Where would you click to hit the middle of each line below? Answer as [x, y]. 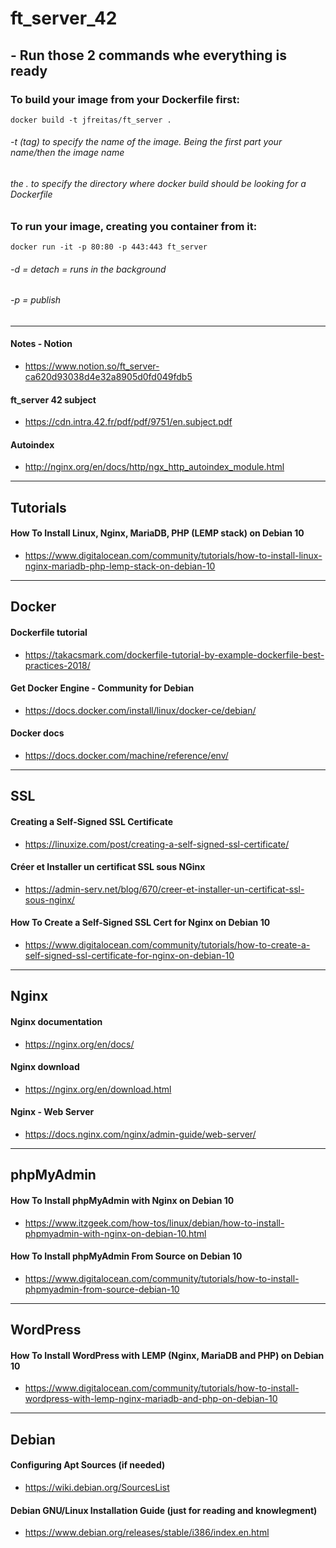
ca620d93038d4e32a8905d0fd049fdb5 [108, 377]
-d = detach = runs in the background [88, 269]
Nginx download [45, 1067]
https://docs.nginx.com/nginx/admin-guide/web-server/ [140, 1134]
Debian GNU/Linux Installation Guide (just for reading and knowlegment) [164, 1510]
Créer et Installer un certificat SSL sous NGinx [108, 867]
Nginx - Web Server [52, 1112]
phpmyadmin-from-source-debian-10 [102, 1289]
